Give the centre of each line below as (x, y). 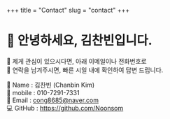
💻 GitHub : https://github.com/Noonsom (65, 108)
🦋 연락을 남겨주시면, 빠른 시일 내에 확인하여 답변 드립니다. (85, 70)
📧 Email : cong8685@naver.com (53, 100)
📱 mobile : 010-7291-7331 (43, 92)
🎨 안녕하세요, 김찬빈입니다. (79, 41)
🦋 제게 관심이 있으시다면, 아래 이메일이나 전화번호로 (77, 61)
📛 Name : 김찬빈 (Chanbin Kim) (51, 85)
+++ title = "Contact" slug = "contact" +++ (68, 10)
